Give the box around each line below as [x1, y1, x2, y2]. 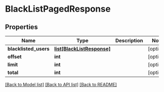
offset [7, 54, 22, 60]
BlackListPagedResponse [5, 3, 111, 15]
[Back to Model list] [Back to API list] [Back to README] [5, 82, 117, 87]
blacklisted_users [7, 45, 50, 52]
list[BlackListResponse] [54, 45, 111, 52]
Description [115, 37, 143, 44]
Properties [5, 23, 38, 31]
